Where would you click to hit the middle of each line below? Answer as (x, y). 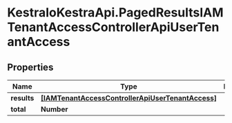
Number (54, 109)
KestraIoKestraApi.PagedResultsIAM (115, 13)
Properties (30, 67)
